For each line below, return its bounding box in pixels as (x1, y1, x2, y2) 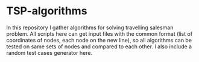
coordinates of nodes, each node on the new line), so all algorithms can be (6, 36, 192, 44)
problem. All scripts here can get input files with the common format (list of (6, 30, 193, 37)
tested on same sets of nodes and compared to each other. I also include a (6, 43, 192, 50)
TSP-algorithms (6, 4, 87, 18)
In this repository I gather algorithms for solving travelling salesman (6, 24, 174, 31)
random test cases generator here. (6, 49, 92, 56)
